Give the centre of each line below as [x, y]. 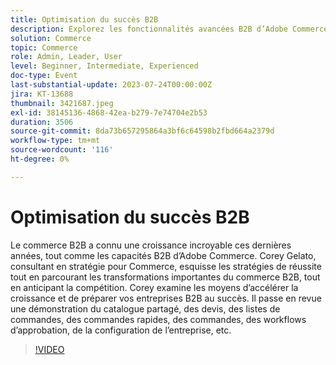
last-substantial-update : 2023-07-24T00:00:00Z [111, 85]
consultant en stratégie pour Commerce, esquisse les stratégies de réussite [166, 266]
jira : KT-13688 [42, 94]
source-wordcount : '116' [62, 150]
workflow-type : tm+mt [55, 141]
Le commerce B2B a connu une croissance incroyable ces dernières [151, 245]
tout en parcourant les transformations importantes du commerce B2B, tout [165, 277]
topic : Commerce [44, 47]
